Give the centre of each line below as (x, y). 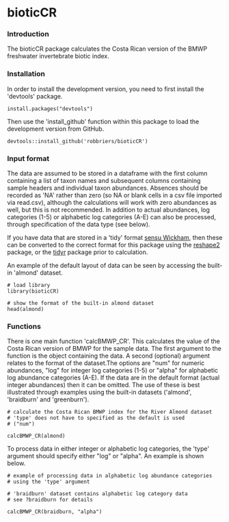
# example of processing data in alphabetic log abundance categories (110, 476)
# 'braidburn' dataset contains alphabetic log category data (97, 494)
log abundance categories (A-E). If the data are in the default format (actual (113, 377)
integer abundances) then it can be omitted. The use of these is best (104, 385)
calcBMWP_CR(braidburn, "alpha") (55, 512)
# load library (29, 286)
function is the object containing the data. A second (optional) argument (109, 356)
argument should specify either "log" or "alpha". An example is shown (106, 456)
